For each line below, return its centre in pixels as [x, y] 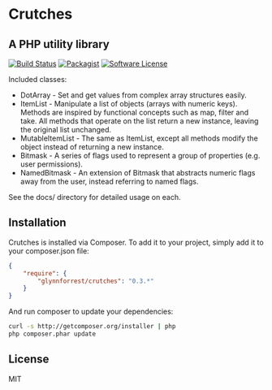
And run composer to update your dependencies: [91, 312]
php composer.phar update [52, 334]
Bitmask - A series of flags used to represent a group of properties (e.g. [140, 156]
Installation [37, 223]
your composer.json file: [49, 251]
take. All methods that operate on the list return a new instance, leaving [139, 121]
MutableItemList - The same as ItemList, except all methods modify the [139, 138]
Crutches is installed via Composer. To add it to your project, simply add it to [136, 242]
